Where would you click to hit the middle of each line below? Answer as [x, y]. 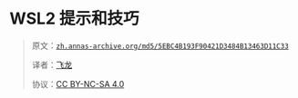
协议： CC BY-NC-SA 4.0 [78, 83]
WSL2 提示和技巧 [74, 19]
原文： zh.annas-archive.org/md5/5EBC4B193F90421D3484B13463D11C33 [160, 45]
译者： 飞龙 [52, 64]
